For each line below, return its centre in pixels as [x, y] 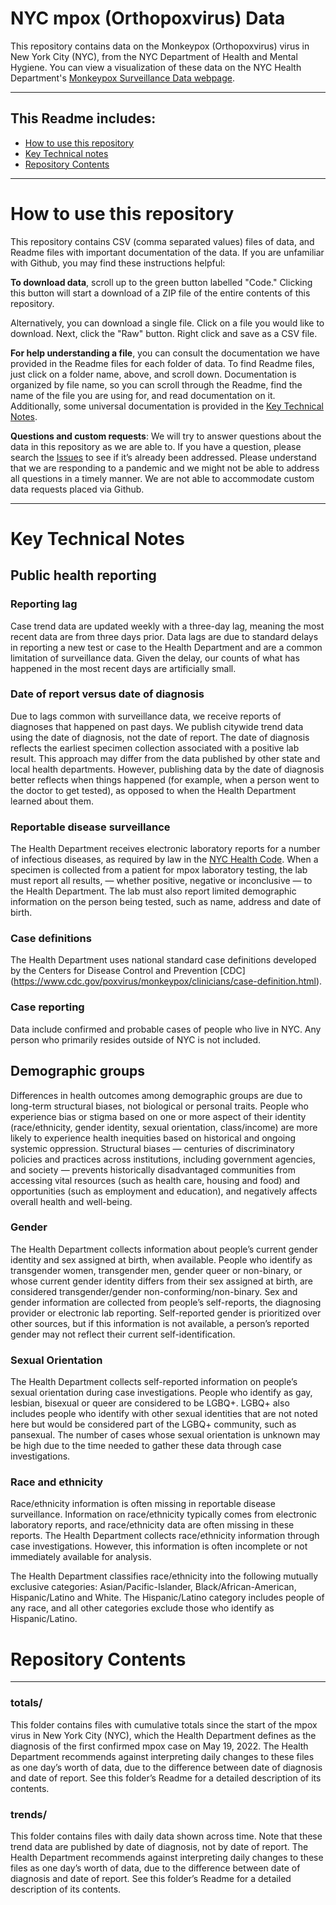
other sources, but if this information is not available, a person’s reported [160, 1323]
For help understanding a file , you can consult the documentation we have [165, 353]
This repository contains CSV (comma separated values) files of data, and [162, 241]
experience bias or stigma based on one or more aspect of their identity [158, 1116]
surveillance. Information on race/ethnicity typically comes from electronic [164, 1514]
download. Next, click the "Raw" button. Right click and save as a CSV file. [164, 333]
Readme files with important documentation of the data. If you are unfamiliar [167, 252]
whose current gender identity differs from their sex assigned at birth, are [162, 1281]
